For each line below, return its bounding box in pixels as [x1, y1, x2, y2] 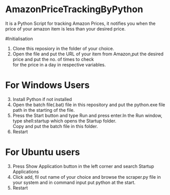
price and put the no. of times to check [12, 56, 94, 62]
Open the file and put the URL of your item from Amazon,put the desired [12, 51, 164, 57]
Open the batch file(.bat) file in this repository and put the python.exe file [12, 102, 165, 108]
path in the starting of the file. [12, 107, 75, 113]
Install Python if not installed [12, 96, 72, 102]
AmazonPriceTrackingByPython [5, 4, 144, 15]
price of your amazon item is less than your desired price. [5, 25, 126, 31]
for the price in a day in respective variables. [12, 61, 106, 68]
